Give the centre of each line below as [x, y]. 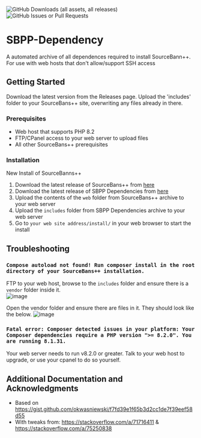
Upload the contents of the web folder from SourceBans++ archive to [99, 198]
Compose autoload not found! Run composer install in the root [100, 265]
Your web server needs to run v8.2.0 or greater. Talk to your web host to [95, 354]
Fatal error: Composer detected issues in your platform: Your [100, 329]
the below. [19, 314]
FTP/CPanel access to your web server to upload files [82, 138]
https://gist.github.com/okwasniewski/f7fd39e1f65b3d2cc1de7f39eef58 [104, 409]
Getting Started [36, 82]
